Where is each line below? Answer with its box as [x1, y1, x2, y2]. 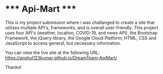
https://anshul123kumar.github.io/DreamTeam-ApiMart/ [5, 55, 117, 60]
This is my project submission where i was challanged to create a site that [5, 19, 155, 25]
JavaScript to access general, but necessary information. [5, 40, 122, 46]
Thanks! [5, 64, 22, 70]
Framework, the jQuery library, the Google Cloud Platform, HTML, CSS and [5, 35, 157, 41]
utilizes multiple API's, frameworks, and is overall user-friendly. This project [5, 24, 159, 30]
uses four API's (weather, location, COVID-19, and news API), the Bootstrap [5, 30, 158, 36]
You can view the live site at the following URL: [5, 50, 100, 55]
